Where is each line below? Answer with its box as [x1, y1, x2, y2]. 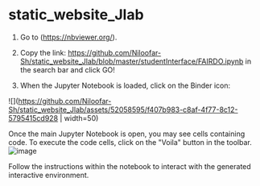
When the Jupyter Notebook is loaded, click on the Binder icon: [19, 81, 231, 90]
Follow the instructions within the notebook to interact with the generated [8, 161, 251, 171]
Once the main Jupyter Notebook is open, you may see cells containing [8, 129, 246, 138]
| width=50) [60, 113, 99, 122]
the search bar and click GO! [19, 64, 115, 74]
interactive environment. [8, 170, 89, 180]
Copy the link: [19, 48, 67, 57]
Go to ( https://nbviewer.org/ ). [19, 32, 118, 42]
